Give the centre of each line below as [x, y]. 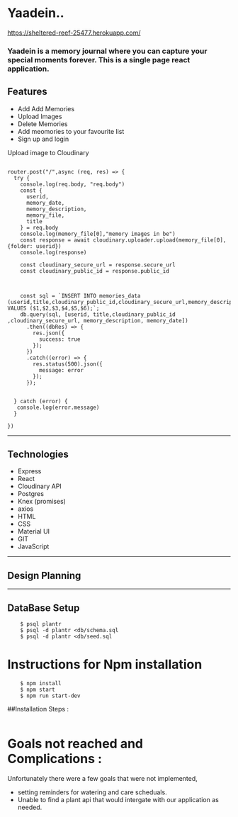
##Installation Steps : [38, 709]
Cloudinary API [39, 486]
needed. [30, 807]
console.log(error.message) [58, 407]
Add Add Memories [46, 108]
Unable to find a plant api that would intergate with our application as [118, 799]
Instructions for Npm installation [105, 665]
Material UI [34, 531]
